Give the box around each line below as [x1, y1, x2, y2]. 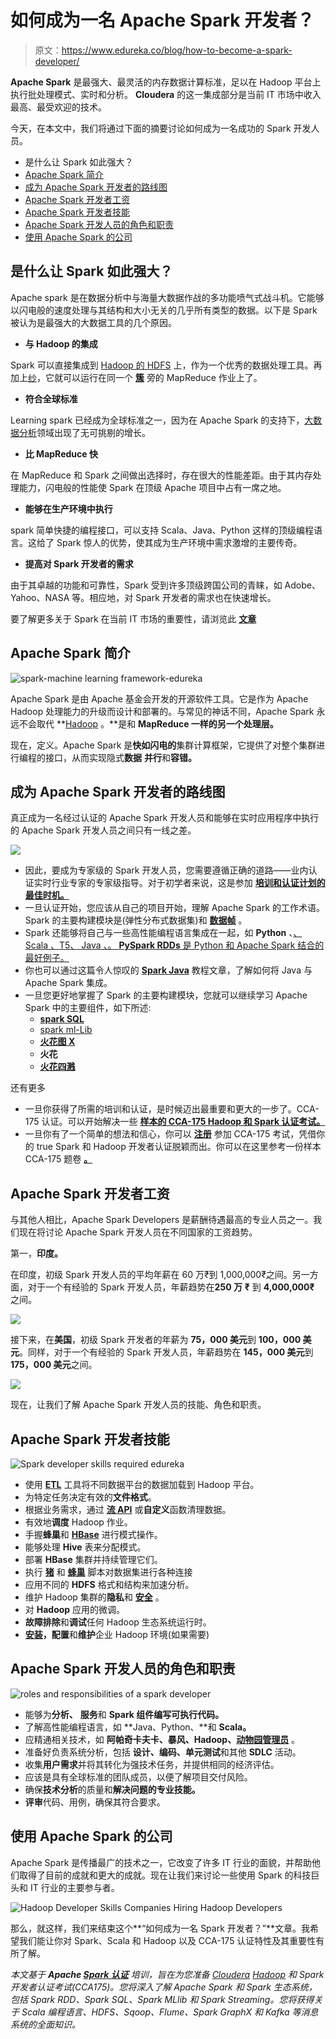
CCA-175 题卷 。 [24, 1153, 93, 1165]
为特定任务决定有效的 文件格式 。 [24, 1491, 157, 1503]
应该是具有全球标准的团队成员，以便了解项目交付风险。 [24, 1771, 253, 1783]
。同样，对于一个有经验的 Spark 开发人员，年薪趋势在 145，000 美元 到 [19, 1346, 314, 1358]
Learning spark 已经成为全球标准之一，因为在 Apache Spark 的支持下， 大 [10, 414, 314, 426]
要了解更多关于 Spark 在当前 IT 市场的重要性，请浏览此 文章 [10, 612, 257, 625]
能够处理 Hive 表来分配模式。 [24, 1541, 147, 1553]
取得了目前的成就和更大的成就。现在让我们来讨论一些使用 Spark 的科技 [18, 1869, 312, 1881]
